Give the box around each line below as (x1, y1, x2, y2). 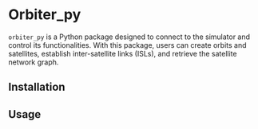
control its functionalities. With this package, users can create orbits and (8, 40, 247, 49)
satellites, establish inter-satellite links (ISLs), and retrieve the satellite (8, 49, 237, 58)
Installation (8, 80, 65, 94)
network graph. (8, 57, 59, 67)
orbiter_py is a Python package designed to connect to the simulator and (8, 32, 250, 41)
